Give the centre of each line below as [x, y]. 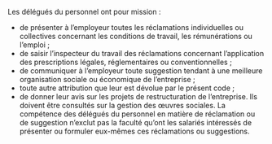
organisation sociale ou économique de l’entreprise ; [107, 79]
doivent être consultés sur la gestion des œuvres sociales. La [122, 105]
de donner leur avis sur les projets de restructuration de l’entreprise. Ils [138, 96]
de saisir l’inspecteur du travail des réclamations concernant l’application [142, 53]
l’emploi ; [35, 45]
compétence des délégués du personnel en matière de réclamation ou [137, 114]
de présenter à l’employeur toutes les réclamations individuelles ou [131, 27]
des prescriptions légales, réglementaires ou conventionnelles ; [126, 62]
